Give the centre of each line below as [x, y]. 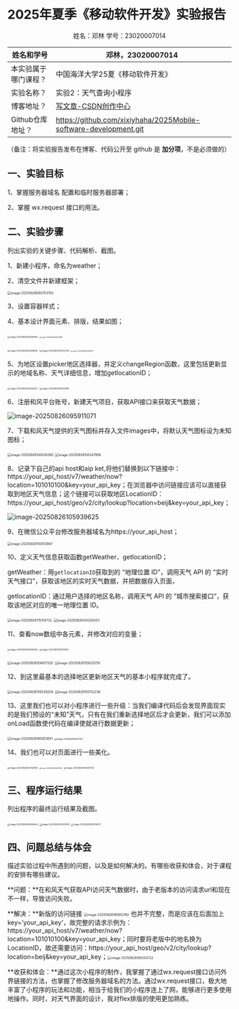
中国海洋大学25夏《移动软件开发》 [114, 74]
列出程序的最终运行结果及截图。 [54, 809]
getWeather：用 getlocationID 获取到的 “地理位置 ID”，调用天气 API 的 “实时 [118, 572]
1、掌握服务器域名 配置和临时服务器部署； [69, 192]
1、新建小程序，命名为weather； [55, 265]
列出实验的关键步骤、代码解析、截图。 [63, 250]
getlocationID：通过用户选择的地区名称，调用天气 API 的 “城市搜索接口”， [115, 596]
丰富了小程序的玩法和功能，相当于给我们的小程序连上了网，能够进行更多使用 [119, 990]
